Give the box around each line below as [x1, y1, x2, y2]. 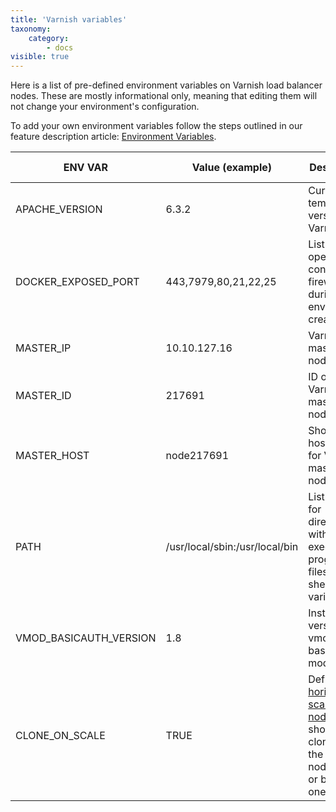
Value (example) [191, 161, 273, 175]
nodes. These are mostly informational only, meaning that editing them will [10, 90, 318, 102]
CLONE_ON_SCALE [15, 729, 106, 743]
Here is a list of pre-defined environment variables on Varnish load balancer [10, 79, 323, 91]
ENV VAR [63, 161, 108, 175]
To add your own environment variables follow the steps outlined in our [10, 120, 303, 132]
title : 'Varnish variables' [10, 14, 128, 25]
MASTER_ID [15, 389, 72, 403]
